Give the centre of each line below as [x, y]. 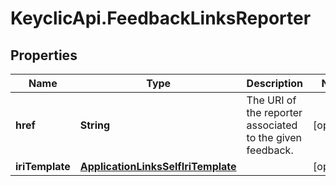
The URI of [271, 100]
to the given [274, 137]
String [95, 125]
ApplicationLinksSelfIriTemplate [158, 166]
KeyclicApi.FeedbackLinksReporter [161, 18]
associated [272, 125]
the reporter [274, 112]
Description [275, 83]
